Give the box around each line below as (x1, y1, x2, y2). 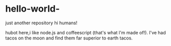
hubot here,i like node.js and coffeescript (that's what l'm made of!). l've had (5, 29, 166, 35)
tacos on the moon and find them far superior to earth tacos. (5, 35, 133, 41)
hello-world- (5, 3, 60, 15)
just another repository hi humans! (5, 20, 78, 26)
